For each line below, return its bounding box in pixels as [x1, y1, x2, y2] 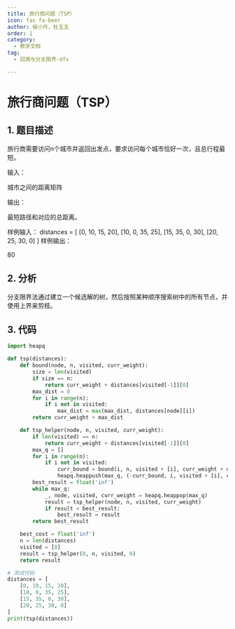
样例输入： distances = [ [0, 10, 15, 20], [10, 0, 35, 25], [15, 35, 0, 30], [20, [7, 227, 219, 236]
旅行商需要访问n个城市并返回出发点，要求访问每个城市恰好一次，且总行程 [7, 144, 220, 153]
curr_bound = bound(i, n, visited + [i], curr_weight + [57, 466, 224, 473]
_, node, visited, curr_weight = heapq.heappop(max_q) [44, 492, 208, 499]
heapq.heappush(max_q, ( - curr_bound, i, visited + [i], [57, 473, 224, 480]
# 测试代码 [7, 569, 35, 576]
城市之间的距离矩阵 [7, 183, 63, 191]
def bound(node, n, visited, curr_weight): [20, 362, 149, 369]
